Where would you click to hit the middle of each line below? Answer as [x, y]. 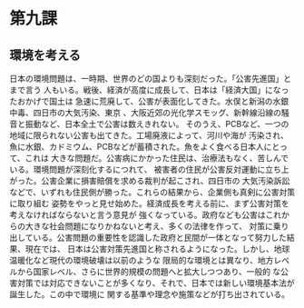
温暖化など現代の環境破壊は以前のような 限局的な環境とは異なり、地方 [142, 260]
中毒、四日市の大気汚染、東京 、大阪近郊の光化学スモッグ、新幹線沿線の [145, 113]
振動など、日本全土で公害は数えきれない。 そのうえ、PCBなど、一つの [157, 124]
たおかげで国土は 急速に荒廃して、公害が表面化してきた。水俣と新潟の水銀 [149, 101]
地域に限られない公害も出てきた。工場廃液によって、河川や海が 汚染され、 [149, 135]
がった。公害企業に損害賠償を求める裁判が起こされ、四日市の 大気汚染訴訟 [150, 181]
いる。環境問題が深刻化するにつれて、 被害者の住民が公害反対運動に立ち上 [149, 169]
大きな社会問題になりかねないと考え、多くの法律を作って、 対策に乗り [157, 226]
